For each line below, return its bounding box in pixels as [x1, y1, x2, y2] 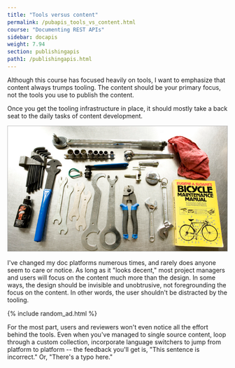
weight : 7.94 [7, 41, 45, 48]
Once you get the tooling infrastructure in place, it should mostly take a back [7, 104, 228, 112]
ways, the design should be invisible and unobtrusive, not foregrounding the [7, 281, 227, 289]
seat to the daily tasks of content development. [7, 111, 143, 120]
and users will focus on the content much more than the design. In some [7, 273, 215, 282]
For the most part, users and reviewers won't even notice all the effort [7, 323, 208, 332]
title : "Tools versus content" [7, 11, 99, 18]
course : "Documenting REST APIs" [7, 26, 105, 33]
